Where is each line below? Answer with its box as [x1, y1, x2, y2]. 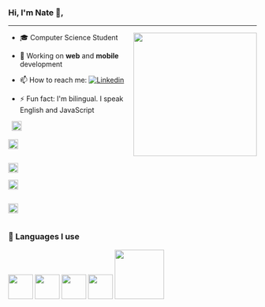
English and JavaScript [19, 106, 95, 115]
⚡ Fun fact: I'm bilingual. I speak [19, 94, 124, 103]
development [19, 59, 63, 69]
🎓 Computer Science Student [19, 33, 118, 43]
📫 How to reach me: [19, 75, 88, 85]
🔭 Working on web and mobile [19, 51, 119, 61]
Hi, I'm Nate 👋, [8, 7, 65, 18]
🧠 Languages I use [8, 231, 80, 242]
